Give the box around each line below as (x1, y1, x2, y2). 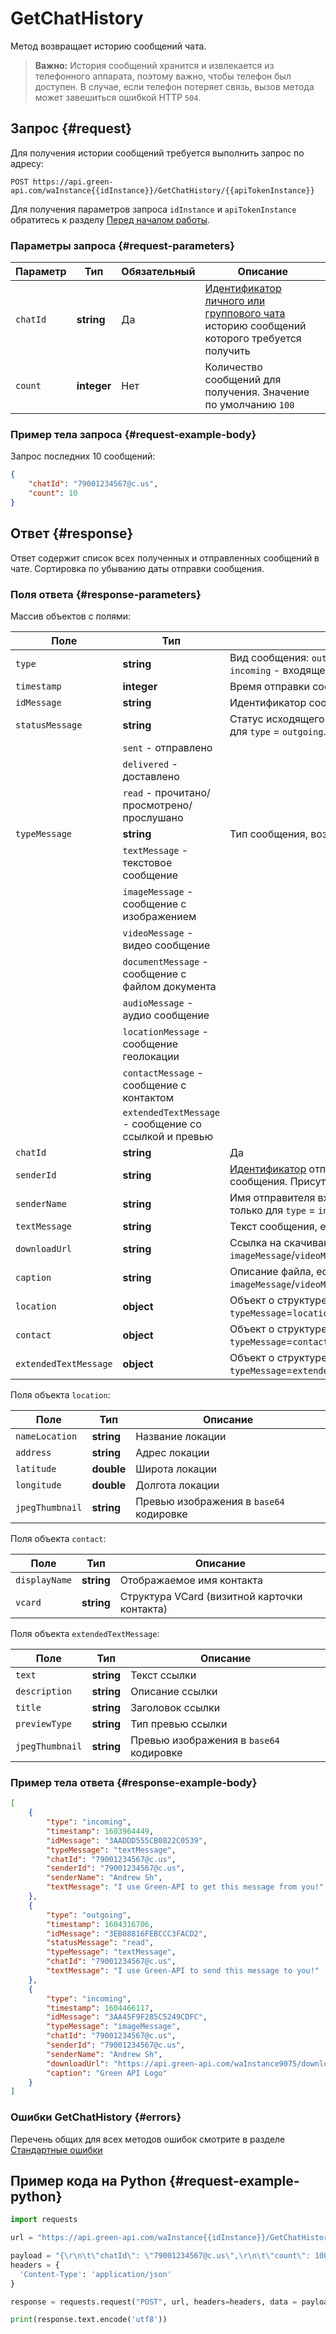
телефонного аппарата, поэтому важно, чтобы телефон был (34, 70, 292, 82)
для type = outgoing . (229, 724, 327, 738)
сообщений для (204, 373, 282, 387)
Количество (204, 360, 263, 374)
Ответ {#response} (10, 525, 134, 542)
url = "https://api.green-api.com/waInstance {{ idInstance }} (10, 2233, 267, 2243)
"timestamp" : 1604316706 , (46, 1919, 155, 1929)
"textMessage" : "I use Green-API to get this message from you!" (46, 1882, 325, 1892)
